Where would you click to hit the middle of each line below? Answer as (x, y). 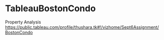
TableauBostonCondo (50, 9)
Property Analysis (23, 22)
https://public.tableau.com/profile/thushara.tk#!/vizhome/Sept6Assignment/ (82, 27)
